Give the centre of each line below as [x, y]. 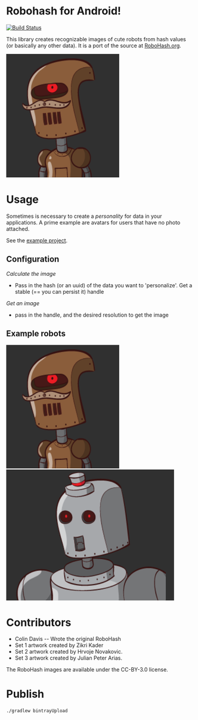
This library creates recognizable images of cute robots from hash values [96, 39]
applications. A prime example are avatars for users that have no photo [93, 222]
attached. [18, 229]
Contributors [39, 622]
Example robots [36, 334]
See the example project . [37, 240]
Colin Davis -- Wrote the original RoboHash [68, 639]
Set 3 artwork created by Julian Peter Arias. [69, 658]
